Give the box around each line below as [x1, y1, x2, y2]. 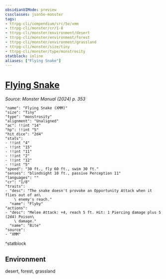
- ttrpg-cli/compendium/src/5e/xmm [5, 21, 79, 26]
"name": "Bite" [9, 223, 41, 228]
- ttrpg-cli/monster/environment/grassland [5, 40, 97, 45]
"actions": [5, 206, 28, 211]
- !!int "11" [5, 149, 32, 154]
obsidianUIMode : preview [5, 7, 57, 12]
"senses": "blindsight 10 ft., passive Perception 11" [5, 171, 121, 176]
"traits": [5, 184, 26, 189]
